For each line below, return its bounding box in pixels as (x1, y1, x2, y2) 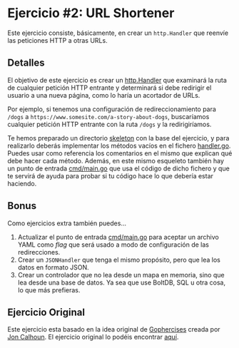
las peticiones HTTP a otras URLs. (7, 36, 108, 44)
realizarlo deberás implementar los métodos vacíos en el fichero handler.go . (7, 141, 231, 150)
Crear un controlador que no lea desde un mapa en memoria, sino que (17, 270, 225, 279)
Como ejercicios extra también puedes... (7, 219, 127, 227)
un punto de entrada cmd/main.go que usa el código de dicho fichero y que (7, 164, 230, 173)
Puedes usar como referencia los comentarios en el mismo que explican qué (7, 148, 233, 158)
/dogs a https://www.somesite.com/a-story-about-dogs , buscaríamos (7, 112, 210, 121)
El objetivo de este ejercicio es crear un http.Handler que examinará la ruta (7, 76, 227, 84)
